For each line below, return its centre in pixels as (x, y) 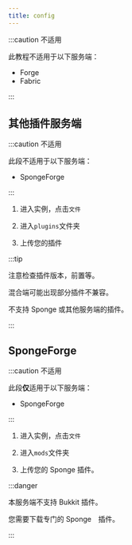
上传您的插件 (41, 243)
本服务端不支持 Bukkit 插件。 (55, 502)
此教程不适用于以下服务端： (54, 56)
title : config (32, 16)
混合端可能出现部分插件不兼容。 (60, 292)
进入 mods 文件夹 (45, 453)
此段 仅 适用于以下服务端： (50, 388)
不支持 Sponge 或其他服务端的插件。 (68, 309)
